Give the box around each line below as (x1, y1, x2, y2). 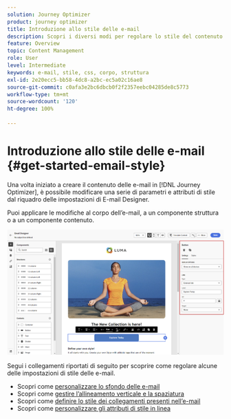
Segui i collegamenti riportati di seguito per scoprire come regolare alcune (7, 362, 218, 370)
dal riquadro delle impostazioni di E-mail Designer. (7, 195, 150, 203)
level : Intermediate (7, 62, 67, 69)
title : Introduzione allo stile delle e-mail (7, 25, 140, 32)
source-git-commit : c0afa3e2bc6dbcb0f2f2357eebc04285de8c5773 (7, 83, 189, 91)
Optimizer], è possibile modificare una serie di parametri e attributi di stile (7, 188, 215, 196)
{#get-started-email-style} (7, 158, 166, 173)
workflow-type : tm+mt (7, 91, 69, 98)
